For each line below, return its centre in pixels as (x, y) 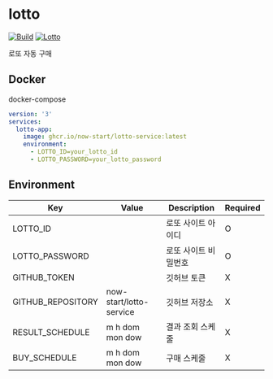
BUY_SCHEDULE (45, 357)
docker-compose (37, 99)
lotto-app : (34, 129)
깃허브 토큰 (186, 277)
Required (243, 207)
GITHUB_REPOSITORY (56, 302)
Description (191, 207)
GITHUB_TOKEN (43, 277)
